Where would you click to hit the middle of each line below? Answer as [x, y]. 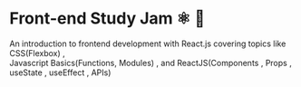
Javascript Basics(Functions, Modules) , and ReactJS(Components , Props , [150, 63]
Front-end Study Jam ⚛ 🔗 [107, 19]
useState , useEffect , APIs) [60, 72]
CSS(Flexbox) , [37, 53]
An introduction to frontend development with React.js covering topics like [148, 43]
